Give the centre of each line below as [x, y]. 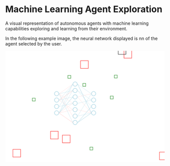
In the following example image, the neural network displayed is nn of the [81, 38]
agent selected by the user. [34, 43]
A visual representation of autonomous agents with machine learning [77, 23]
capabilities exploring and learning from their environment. [66, 28]
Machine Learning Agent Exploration [84, 9]
